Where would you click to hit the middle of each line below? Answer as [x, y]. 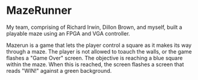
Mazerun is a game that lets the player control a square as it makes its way [99, 45]
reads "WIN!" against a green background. [59, 70]
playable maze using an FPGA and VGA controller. [68, 33]
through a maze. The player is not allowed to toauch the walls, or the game [99, 51]
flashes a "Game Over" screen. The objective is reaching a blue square [94, 58]
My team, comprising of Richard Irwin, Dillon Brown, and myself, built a [94, 27]
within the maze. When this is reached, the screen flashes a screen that [95, 64]
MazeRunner [39, 11]
